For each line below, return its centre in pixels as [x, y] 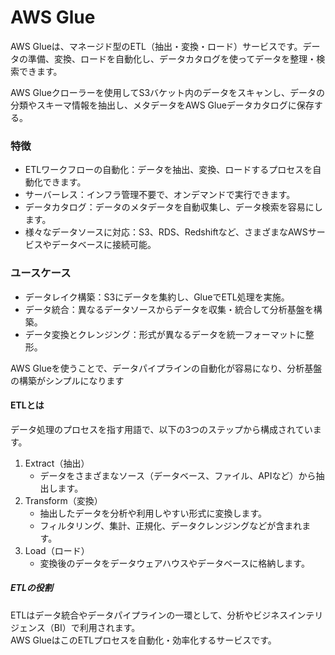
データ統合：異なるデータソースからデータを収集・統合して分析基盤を [169, 309]
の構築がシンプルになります [67, 380]
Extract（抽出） [57, 463]
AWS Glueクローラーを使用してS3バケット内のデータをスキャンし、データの [168, 92]
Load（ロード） [57, 550]
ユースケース [41, 273]
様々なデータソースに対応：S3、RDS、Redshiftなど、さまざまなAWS [166, 232]
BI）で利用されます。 [97, 627]
